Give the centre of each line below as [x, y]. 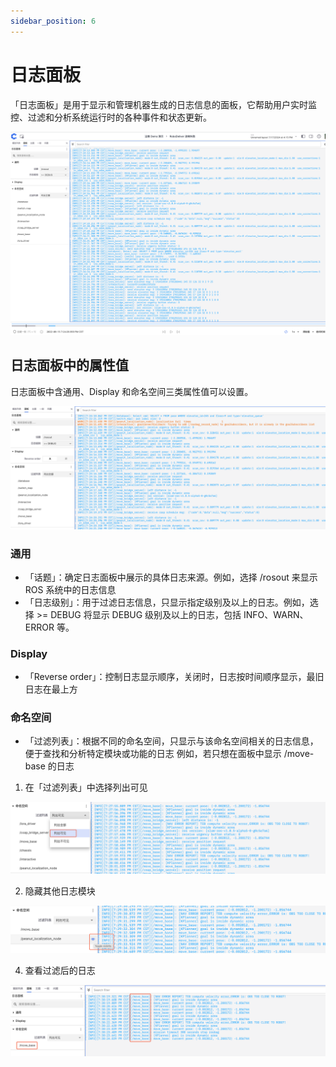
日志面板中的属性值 [69, 365]
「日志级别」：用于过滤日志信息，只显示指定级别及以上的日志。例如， [167, 602]
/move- [299, 754]
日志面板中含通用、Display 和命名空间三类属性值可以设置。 [132, 391]
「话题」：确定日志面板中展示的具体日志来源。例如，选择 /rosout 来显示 [171, 577]
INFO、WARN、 [276, 614]
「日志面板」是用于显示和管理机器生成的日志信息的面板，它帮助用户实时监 [163, 104]
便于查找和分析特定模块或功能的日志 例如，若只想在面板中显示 [153, 754]
